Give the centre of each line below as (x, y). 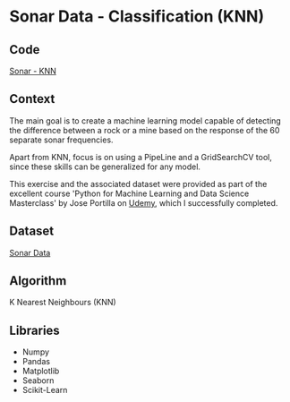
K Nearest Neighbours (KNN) (63, 303)
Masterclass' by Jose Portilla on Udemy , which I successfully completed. (144, 202)
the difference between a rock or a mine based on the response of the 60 (145, 130)
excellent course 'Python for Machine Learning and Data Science (129, 193)
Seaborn (38, 381)
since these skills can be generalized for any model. (105, 167)
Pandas (36, 362)
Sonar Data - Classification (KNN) (137, 17)
